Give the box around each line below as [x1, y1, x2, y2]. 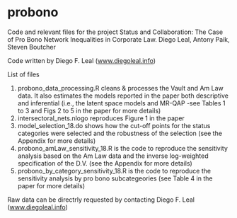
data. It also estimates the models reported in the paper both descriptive [17, 91, 229, 100]
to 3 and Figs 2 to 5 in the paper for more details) [17, 106, 161, 115]
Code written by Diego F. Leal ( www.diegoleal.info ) [7, 56, 156, 64]
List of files [7, 70, 40, 79]
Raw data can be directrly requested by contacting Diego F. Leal [7, 195, 195, 204]
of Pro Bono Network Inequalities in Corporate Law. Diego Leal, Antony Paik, [7, 35, 230, 43]
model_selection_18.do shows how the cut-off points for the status [17, 121, 211, 130]
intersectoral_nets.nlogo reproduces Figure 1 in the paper [17, 114, 185, 122]
